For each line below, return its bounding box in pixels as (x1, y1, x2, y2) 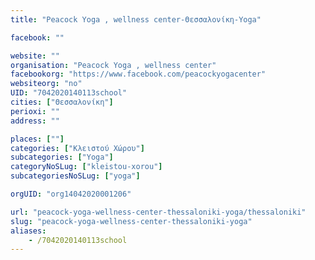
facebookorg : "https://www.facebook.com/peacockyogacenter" (10, 69, 267, 80)
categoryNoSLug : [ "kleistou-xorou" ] (10, 162, 163, 172)
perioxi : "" (10, 106, 60, 116)
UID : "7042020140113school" (10, 88, 128, 98)
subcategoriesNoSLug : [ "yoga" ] (10, 171, 141, 181)
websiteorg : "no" (10, 79, 83, 89)
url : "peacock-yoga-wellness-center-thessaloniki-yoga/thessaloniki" (10, 207, 307, 217)
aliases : (10, 226, 47, 236)
